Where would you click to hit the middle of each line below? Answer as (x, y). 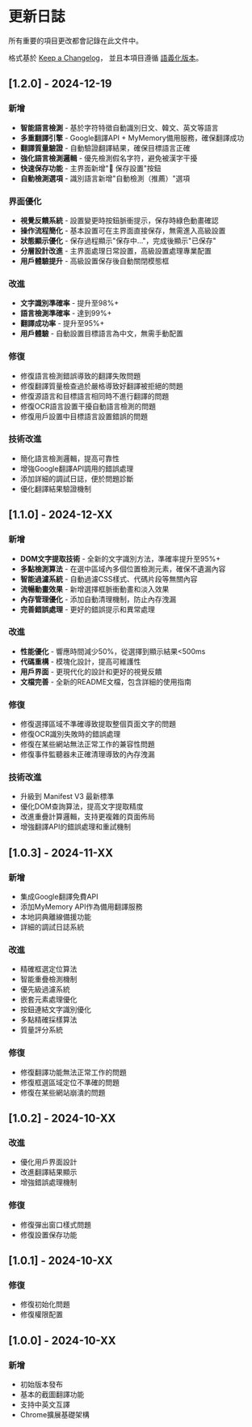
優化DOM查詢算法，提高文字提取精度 (82, 806)
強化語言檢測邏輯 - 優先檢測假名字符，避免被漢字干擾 (109, 158)
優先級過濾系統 (45, 989)
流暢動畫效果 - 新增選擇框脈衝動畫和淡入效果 (94, 589)
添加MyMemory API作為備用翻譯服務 (81, 907)
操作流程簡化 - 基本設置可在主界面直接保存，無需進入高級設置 (123, 230)
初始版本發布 (41, 1384)
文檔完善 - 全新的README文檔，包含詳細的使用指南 (106, 681)
